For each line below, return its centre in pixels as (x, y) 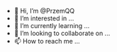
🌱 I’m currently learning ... (52, 26)
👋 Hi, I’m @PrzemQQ (44, 11)
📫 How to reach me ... (47, 41)
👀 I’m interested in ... (44, 18)
